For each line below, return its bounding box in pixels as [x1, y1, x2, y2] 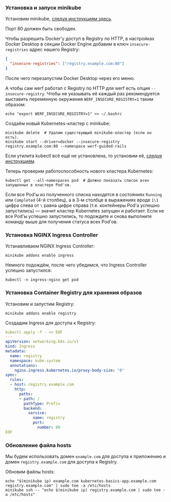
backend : [23, 406, 42, 411]
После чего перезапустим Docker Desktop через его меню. [5, 75, 135, 81]
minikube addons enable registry [5, 310, 77, 316]
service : [28, 410, 47, 416]
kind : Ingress [5, 344, 36, 349]
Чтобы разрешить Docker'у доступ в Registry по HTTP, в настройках [5, 35, 155, 42]
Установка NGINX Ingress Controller [5, 231, 99, 238]
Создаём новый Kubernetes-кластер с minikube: [5, 120, 111, 127]
